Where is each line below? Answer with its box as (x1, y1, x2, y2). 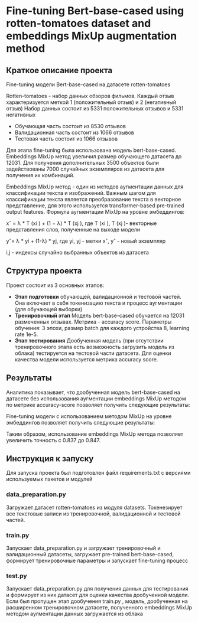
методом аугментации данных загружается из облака (6, 610, 144, 618)
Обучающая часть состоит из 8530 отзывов (14, 123, 126, 129)
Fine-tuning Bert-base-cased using (6, 4, 184, 18)
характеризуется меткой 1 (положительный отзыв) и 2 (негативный (6, 99, 176, 106)
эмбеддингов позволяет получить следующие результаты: (6, 419, 155, 426)
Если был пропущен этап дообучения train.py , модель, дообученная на (6, 598, 188, 605)
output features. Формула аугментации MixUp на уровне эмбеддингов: (6, 208, 185, 215)
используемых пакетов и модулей (6, 475, 93, 482)
